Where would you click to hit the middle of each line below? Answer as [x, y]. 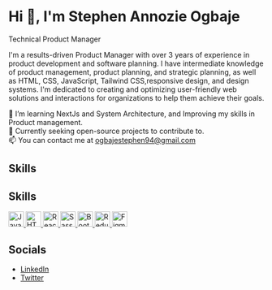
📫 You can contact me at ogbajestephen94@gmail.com [102, 140]
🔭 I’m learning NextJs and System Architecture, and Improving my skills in [132, 114]
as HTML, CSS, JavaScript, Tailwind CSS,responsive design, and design [129, 80]
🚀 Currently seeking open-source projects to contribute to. [106, 131]
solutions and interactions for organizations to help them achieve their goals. [136, 97]
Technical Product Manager [55, 39]
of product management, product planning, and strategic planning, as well [132, 71]
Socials [28, 250]
